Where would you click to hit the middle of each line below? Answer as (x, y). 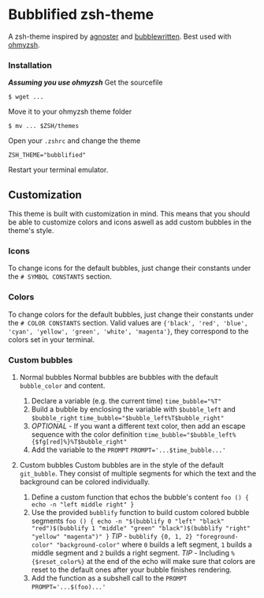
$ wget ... (26, 97)
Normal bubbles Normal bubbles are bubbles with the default (119, 377)
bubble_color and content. (62, 386)
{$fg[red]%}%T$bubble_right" (79, 442)
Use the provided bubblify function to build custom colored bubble (140, 512)
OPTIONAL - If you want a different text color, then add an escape (138, 426)
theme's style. (31, 231)
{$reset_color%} (58, 562)
